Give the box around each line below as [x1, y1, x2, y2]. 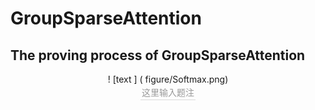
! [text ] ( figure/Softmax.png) [107, 73, 229, 85]
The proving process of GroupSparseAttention [10, 47, 306, 64]
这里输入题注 [141, 87, 195, 98]
